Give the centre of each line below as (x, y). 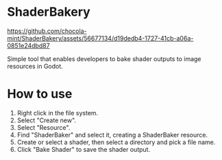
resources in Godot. (35, 66)
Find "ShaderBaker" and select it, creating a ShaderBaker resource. (112, 135)
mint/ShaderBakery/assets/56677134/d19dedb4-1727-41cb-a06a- (100, 38)
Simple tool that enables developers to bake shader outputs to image (104, 58)
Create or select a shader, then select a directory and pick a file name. (116, 142)
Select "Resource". (44, 127)
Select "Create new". (47, 120)
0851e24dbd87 (28, 45)
